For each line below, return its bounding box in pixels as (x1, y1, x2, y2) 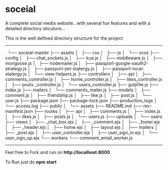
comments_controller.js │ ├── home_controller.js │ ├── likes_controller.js (5, 76, 162, 82)
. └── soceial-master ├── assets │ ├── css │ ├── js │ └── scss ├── (5, 49, 159, 56)
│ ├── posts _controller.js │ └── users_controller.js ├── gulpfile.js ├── (5, 81, 159, 87)
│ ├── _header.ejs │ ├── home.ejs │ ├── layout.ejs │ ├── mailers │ (5, 124, 158, 130)
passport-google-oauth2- (95, 60, 148, 66)
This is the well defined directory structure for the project (5, 35, 123, 41)
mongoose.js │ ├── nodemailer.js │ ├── (5, 60, 94, 66)
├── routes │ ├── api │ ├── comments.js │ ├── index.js (34, 108, 161, 114)
